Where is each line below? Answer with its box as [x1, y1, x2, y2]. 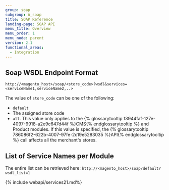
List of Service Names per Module [5, 152, 115, 160]
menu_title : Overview [5, 26, 51, 31]
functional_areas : [5, 45, 44, 50]
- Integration [10, 50, 39, 55]
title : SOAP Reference [5, 17, 53, 22]
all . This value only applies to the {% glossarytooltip [12, 116, 123, 122]
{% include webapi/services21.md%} [5, 179, 82, 185]
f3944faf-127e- [123, 116, 155, 122]
